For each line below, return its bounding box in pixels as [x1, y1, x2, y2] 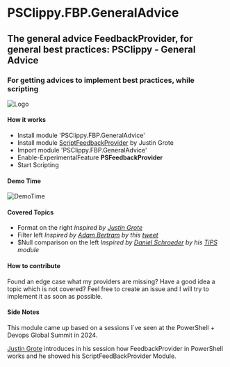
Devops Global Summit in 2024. [7, 331, 98, 339]
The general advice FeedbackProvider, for [7, 33, 193, 45]
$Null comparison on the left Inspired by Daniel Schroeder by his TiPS [17, 238, 217, 247]
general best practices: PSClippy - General [7, 43, 196, 55]
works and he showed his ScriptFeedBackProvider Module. [7, 352, 176, 360]
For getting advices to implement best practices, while [7, 75, 195, 85]
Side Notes [7, 308, 40, 316]
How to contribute [7, 262, 61, 270]
